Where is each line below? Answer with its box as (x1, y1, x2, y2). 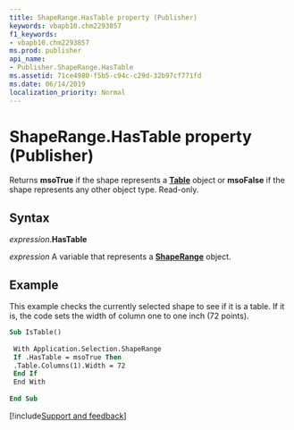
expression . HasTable (9, 234, 88, 245)
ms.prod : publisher (9, 46, 82, 55)
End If (13, 369, 38, 378)
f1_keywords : (9, 30, 58, 38)
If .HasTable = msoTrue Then (13, 352, 122, 362)
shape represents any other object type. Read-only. (9, 184, 199, 195)
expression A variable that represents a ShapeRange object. (9, 251, 231, 262)
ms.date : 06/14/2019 (9, 80, 87, 89)
